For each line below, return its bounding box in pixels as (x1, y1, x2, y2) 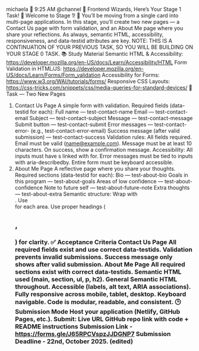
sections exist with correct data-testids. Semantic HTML (14, 268, 182, 276)
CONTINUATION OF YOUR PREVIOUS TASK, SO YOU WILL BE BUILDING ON (6, 43, 193, 51)
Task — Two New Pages (6, 90, 66, 98)
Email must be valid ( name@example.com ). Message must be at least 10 (14, 140, 192, 147)
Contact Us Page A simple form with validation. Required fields (14, 102, 169, 109)
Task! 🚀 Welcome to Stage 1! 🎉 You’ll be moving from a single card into (6, 12, 179, 19)
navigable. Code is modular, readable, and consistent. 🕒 (14, 298, 181, 306)
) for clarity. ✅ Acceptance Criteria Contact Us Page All (14, 238, 177, 246)
